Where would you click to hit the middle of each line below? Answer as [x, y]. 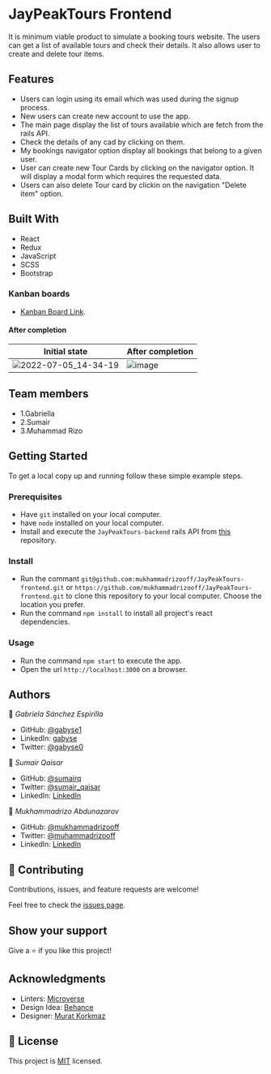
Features [31, 79]
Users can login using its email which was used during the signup [129, 99]
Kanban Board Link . [53, 311]
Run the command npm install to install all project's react [116, 614]
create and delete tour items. [57, 53]
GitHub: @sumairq [51, 778]
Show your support [58, 930]
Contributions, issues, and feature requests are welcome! [104, 889]
